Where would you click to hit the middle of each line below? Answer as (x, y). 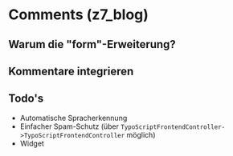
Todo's (26, 99)
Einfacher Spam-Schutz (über (69, 126)
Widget (32, 143)
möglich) (141, 134)
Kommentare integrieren (71, 71)
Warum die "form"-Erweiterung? (92, 44)
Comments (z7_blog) (78, 15)
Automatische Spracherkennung (74, 118)
